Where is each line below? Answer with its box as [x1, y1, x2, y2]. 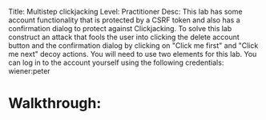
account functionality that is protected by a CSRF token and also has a [8, 15, 240, 25]
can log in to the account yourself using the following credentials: [8, 58, 224, 67]
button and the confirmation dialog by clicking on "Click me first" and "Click [8, 41, 259, 50]
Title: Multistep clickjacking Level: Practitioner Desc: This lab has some [8, 7, 243, 16]
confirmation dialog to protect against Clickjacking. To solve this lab [8, 24, 232, 33]
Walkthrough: [8, 94, 102, 113]
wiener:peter [8, 66, 50, 75]
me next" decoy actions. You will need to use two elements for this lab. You [8, 50, 257, 58]
